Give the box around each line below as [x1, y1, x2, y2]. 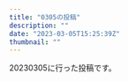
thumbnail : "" [9, 37, 62, 47]
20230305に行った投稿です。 [9, 63, 117, 73]
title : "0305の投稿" [9, 12, 81, 22]
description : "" [9, 21, 69, 30]
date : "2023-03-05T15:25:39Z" [9, 29, 121, 38]
